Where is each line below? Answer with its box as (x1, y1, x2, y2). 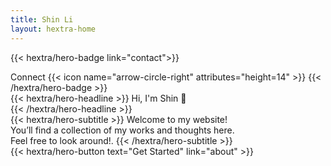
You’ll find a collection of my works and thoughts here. (10, 124, 235, 136)
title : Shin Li (10, 14, 74, 25)
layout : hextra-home (10, 24, 97, 34)
